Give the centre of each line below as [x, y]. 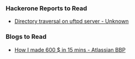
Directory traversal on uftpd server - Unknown [71, 21]
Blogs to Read [26, 37]
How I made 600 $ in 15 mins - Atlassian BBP [70, 49]
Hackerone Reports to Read [46, 8]
